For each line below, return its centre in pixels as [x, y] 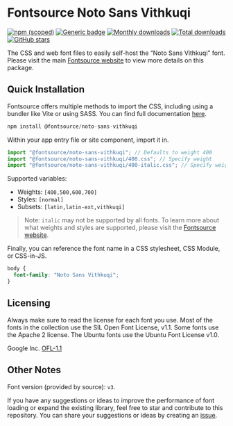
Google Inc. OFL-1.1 [35, 348]
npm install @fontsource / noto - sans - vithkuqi [72, 126]
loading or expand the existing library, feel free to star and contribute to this [115, 407]
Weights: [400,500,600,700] [57, 192]
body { [17, 269]
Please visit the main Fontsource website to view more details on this [106, 60]
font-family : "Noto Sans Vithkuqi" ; [66, 275]
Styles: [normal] [40, 199]
